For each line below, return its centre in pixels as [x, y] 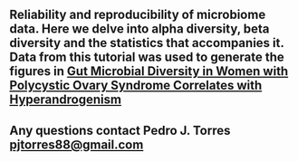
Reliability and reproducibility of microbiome [138, 15]
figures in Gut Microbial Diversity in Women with [149, 71]
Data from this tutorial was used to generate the [147, 57]
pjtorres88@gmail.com [77, 144]
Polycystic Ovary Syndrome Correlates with [136, 85]
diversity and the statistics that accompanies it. [147, 43]
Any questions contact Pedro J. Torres [120, 130]
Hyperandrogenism [66, 100]
